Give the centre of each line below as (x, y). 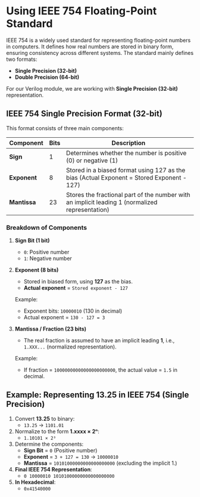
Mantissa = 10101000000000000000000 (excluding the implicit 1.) (100, 463)
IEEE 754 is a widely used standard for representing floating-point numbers (99, 40)
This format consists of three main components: (65, 128)
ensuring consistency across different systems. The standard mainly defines (100, 53)
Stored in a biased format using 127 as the (126, 170)
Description (129, 143)
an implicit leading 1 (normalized (112, 202)
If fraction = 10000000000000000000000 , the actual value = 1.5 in (100, 370)
